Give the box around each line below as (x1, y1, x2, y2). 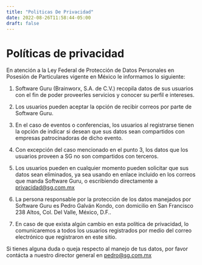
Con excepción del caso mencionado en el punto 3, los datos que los (15, 146, 189, 154)
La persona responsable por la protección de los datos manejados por (15, 196, 192, 203)
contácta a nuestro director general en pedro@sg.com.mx (6, 252, 152, 259)
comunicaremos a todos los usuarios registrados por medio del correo (15, 227, 192, 235)
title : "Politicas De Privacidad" (6, 9, 94, 15)
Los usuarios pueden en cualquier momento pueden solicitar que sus (15, 164, 189, 172)
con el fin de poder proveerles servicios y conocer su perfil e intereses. (15, 91, 195, 99)
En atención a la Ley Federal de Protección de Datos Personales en (6, 66, 175, 74)
